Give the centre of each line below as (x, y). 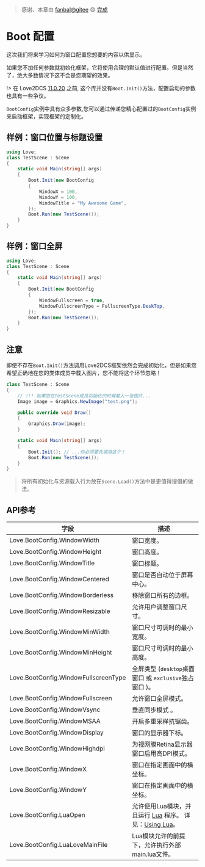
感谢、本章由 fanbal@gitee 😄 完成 (64, 9)
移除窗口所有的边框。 (163, 596)
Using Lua (159, 825)
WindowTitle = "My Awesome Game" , (83, 203)
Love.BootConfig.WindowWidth (54, 540)
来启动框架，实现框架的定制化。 (46, 116)
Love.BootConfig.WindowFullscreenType (68, 678)
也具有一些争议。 (28, 96)
